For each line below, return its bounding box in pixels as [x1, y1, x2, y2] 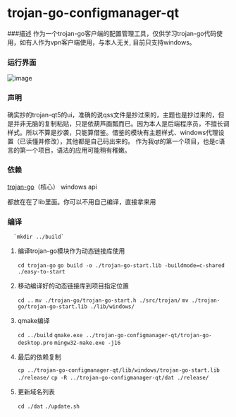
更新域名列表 [17, 387, 55, 397]
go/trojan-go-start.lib [17, 303, 88, 310]
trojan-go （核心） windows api [7, 182, 97, 191]
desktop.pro [17, 339, 53, 347]
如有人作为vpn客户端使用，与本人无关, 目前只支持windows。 [19, 37, 196, 47]
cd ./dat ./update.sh [17, 403, 80, 411]
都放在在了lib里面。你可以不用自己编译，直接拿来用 [7, 197, 156, 206]
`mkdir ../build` [13, 233, 65, 241]
